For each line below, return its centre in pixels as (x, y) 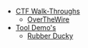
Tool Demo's (36, 27)
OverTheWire (48, 19)
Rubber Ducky (50, 36)
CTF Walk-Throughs (48, 11)
